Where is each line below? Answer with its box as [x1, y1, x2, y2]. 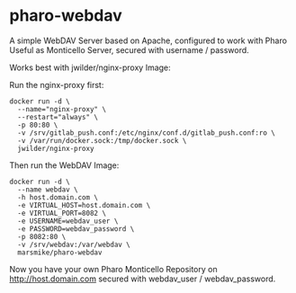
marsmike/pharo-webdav [17, 248, 103, 257]
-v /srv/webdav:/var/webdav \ [17, 240, 130, 249]
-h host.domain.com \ [17, 192, 99, 202]
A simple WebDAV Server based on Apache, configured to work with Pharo [9, 35, 288, 46]
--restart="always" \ [17, 112, 99, 121]
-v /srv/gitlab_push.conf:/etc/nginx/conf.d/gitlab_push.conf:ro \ [17, 128, 276, 138]
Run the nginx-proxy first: [9, 79, 104, 90]
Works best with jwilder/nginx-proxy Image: [9, 62, 171, 73]
